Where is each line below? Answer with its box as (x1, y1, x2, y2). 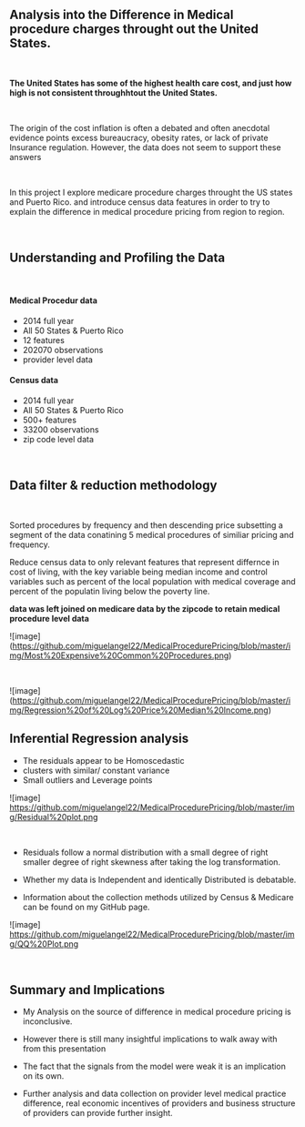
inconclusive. (22, 1016, 73, 1027)
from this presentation (22, 1043, 107, 1054)
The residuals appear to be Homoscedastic (22, 755, 185, 766)
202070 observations (22, 344, 104, 355)
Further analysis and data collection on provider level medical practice (22, 1088, 287, 1100)
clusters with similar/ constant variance (22, 765, 170, 776)
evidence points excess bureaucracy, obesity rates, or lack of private (9, 132, 269, 143)
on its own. (22, 1071, 65, 1081)
